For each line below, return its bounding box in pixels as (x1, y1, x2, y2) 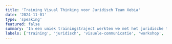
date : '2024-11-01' (5, 12, 47, 17)
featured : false (5, 21, 40, 27)
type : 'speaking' (5, 17, 42, 22)
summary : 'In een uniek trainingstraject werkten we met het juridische (5, 26, 164, 31)
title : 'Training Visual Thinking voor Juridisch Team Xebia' (5, 7, 141, 13)
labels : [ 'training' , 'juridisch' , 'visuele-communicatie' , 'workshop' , (5, 31, 164, 36)
